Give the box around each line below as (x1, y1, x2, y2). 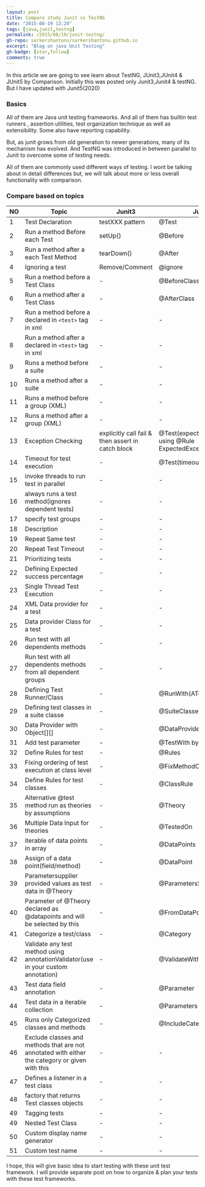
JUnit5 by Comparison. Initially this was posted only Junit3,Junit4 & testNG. (6, 78, 196, 85)
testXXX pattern (99, 218, 145, 227)
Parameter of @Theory (24, 897, 91, 905)
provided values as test (24, 880, 92, 888)
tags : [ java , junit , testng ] (6, 26, 75, 32)
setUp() (99, 232, 121, 240)
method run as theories (24, 801, 92, 810)
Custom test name (24, 1147, 77, 1155)
